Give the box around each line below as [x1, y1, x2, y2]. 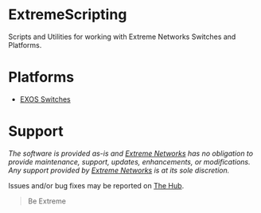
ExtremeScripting [8, 6, 127, 24]
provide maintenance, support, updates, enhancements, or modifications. [8, 157, 251, 166]
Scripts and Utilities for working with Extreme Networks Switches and [8, 32, 236, 41]
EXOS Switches [19, 94, 72, 104]
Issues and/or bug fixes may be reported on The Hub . [8, 180, 185, 190]
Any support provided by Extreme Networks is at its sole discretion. [8, 165, 230, 175]
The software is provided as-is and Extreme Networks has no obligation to [8, 149, 253, 158]
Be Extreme [27, 196, 66, 206]
